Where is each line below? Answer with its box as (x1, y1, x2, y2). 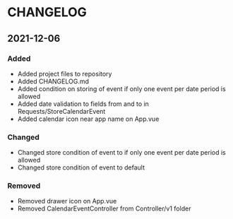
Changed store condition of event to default (17, 163, 145, 172)
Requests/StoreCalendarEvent (17, 107, 106, 115)
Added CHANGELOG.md (17, 77, 90, 85)
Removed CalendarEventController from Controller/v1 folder (17, 204, 191, 213)
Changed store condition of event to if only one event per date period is (17, 148, 226, 157)
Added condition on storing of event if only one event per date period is (17, 84, 226, 93)
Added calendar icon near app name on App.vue (17, 114, 160, 123)
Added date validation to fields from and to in (17, 100, 150, 108)
